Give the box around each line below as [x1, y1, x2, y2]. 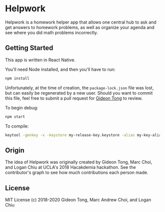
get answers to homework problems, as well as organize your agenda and [5, 24, 155, 30]
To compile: [5, 123, 29, 129]
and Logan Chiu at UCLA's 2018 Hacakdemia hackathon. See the [5, 164, 136, 170]
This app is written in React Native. [5, 57, 76, 63]
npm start [5, 114, 26, 119]
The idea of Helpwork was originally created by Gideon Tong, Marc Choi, [5, 159, 153, 165]
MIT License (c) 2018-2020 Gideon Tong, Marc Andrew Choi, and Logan [5, 197, 151, 203]
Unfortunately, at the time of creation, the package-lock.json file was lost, [5, 84, 154, 91]
